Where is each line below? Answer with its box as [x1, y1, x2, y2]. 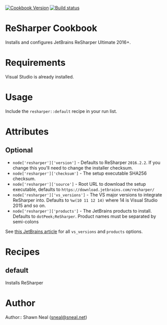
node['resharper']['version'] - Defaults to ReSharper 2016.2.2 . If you [12, 159, 161, 166]
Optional [5, 146, 33, 154]
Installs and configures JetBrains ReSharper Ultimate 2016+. [5, 39, 131, 45]
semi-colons [12, 218, 39, 225]
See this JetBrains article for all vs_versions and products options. [5, 228, 143, 234]
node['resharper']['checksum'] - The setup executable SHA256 [12, 170, 147, 176]
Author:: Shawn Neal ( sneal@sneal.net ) [5, 314, 88, 320]
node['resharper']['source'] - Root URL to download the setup [12, 181, 146, 187]
